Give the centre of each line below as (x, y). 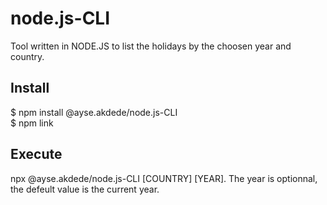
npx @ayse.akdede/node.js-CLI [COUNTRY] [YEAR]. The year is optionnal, (164, 178)
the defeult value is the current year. (85, 189)
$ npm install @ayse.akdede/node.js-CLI (94, 112)
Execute (36, 154)
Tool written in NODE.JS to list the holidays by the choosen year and (151, 46)
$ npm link (32, 123)
